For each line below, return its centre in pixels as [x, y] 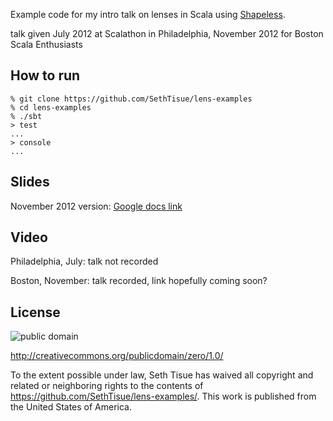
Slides [30, 182]
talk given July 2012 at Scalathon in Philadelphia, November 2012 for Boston [167, 33]
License [35, 312]
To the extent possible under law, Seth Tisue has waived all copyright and [162, 375]
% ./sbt [26, 116]
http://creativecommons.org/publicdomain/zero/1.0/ [117, 356]
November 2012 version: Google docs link [96, 206]
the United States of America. [71, 407]
